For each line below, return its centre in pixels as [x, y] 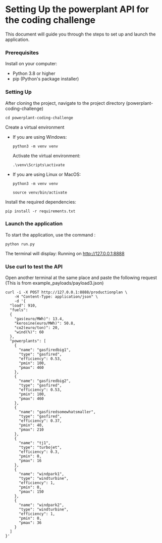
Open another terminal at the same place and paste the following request [81, 278]
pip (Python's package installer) [46, 79]
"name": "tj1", [35, 443]
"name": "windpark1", [41, 474]
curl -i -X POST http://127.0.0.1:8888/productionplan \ [66, 292]
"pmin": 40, [31, 425]
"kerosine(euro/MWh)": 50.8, [45, 323]
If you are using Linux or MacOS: [46, 174]
